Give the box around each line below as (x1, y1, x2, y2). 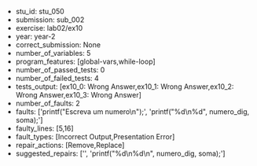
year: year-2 (15, 31, 56, 41)
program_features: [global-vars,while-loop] (15, 57, 156, 66)
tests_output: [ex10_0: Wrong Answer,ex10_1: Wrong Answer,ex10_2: (15, 82, 234, 91)
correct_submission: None (15, 40, 101, 50)
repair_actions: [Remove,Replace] (15, 141, 125, 149)
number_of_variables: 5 (15, 49, 91, 57)
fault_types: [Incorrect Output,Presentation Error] (15, 132, 175, 141)
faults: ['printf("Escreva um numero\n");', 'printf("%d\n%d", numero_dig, (15, 107, 250, 116)
